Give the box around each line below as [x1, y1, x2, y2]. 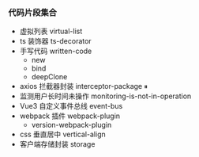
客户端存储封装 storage [19, 140, 96, 149]
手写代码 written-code [19, 46, 92, 56]
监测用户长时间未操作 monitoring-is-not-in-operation [19, 91, 192, 101]
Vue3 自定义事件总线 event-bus [19, 101, 123, 111]
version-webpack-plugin [31, 121, 112, 130]
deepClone [31, 72, 68, 82]
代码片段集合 [8, 6, 58, 17]
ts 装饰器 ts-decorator [19, 36, 92, 46]
